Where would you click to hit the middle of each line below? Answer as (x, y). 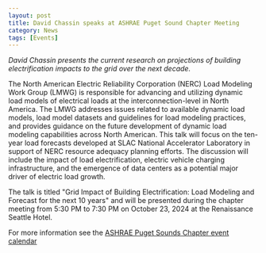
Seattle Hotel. (31, 217)
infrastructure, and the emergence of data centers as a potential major (123, 168)
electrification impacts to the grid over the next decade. (100, 69)
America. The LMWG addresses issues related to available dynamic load (127, 109)
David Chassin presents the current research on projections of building (125, 60)
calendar (23, 241)
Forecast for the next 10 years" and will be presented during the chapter (126, 201)
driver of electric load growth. (57, 177)
